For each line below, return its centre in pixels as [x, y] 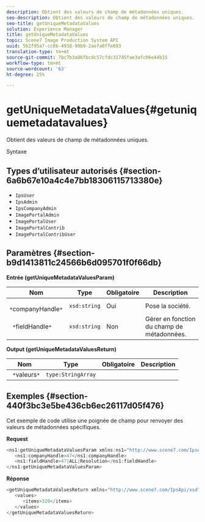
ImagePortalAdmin [37, 215]
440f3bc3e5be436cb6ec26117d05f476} [85, 406]
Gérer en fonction [171, 319]
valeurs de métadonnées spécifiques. [54, 427]
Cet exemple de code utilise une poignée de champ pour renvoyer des [95, 420]
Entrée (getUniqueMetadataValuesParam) [60, 277]
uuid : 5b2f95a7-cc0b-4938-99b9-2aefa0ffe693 [64, 46]
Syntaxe [17, 152]
